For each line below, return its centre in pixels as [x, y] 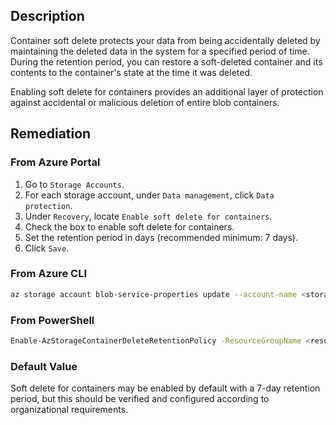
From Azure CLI [48, 274]
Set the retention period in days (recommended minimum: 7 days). [161, 237]
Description [47, 16]
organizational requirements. [69, 410]
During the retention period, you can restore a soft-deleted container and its [166, 61]
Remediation [51, 134]
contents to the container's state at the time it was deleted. [131, 72]
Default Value [44, 366]
